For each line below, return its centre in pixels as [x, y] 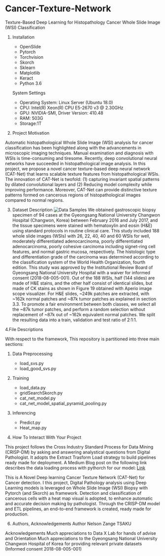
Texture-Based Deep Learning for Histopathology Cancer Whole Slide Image [83, 22]
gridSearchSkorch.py [41, 393]
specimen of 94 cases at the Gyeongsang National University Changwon [86, 215]
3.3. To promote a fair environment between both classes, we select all [84, 304]
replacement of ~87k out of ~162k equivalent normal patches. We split [84, 314]
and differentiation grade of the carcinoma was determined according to [85, 257]
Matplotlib [30, 73]
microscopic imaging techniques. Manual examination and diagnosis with [79, 153]
